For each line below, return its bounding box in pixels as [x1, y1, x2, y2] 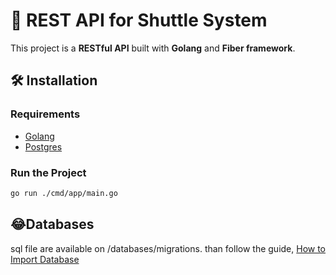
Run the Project [10, 165, 87, 179]
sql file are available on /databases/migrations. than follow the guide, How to [10, 242, 327, 254]
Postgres [24, 140, 63, 153]
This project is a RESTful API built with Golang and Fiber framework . [10, 42, 296, 54]
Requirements [10, 107, 81, 121]
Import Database [10, 253, 80, 265]
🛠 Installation [10, 72, 98, 89]
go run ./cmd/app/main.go [10, 188, 118, 198]
